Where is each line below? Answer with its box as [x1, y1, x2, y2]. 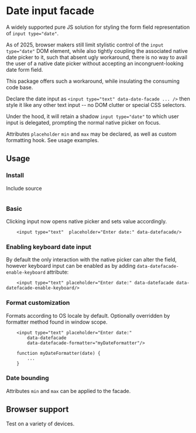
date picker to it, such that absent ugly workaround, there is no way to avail [6, 53, 187, 61]
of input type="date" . [6, 29, 59, 36]
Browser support [6, 404, 69, 415]
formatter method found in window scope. [6, 318, 108, 325]
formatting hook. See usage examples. [6, 136, 99, 143]
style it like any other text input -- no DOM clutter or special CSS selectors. [6, 101, 186, 108]
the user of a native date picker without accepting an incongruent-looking [6, 60, 184, 67]
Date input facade [6, 4, 95, 18]
